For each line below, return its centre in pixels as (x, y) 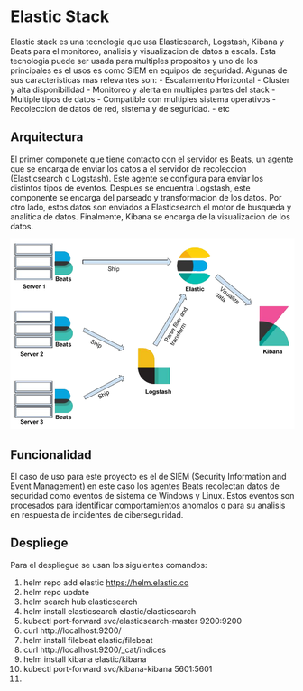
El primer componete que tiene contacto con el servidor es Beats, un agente (152, 159)
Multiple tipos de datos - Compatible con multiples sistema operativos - (143, 99)
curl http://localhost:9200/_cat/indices (94, 649)
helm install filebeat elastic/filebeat (88, 640)
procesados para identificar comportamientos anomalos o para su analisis (148, 505)
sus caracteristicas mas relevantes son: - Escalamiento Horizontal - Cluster (150, 79)
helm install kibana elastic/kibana (85, 659)
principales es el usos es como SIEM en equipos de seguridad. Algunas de (149, 70)
